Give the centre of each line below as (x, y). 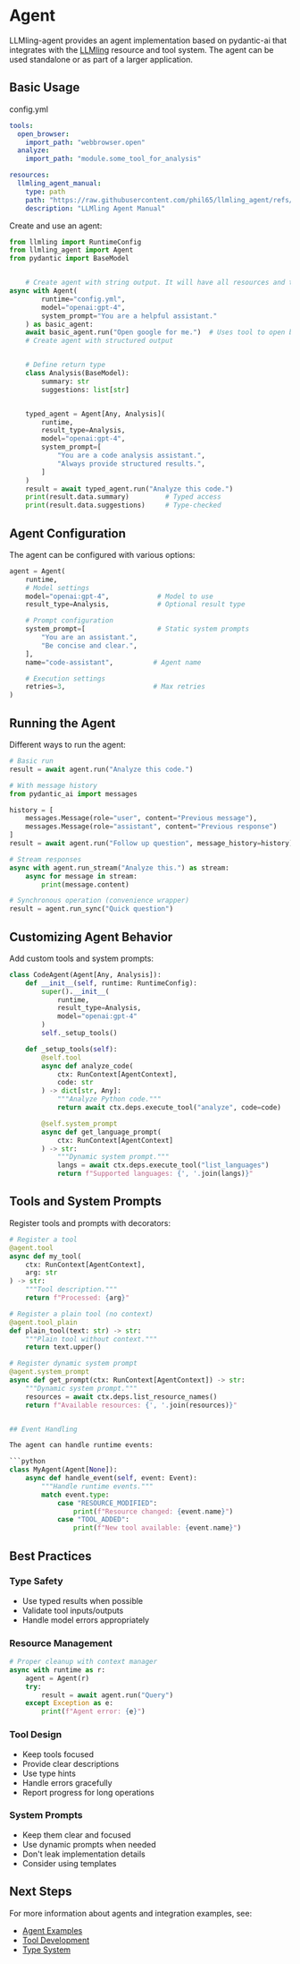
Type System (46, 1950)
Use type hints (49, 1773)
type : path (46, 192)
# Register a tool (43, 1239)
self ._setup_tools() (79, 1033)
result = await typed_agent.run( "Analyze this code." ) (129, 489)
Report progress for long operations (88, 1792)
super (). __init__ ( (75, 991)
